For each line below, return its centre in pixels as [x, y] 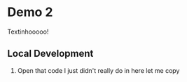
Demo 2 [30, 12]
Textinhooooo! [28, 32]
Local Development [50, 54]
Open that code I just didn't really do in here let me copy [98, 70]
